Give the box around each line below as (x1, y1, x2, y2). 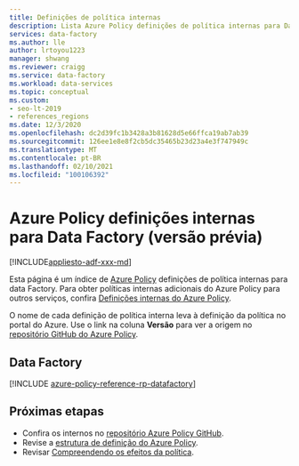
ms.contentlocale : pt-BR (9, 153, 101, 163)
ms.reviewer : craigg (9, 63, 86, 72)
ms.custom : (9, 95, 50, 105)
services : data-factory (9, 29, 98, 38)
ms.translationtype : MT (9, 145, 98, 154)
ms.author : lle (9, 37, 66, 47)
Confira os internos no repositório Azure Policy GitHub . (21, 428, 224, 438)
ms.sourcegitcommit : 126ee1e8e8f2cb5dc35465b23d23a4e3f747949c (9, 137, 249, 146)
